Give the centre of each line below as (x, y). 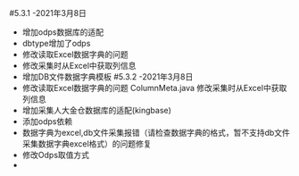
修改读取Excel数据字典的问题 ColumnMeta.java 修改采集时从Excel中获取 (154, 88)
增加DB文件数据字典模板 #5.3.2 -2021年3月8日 (108, 77)
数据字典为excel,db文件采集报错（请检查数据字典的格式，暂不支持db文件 (156, 133)
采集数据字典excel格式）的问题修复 (87, 144)
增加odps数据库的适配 (63, 32)
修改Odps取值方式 (56, 155)
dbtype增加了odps (56, 43)
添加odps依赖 (47, 122)
